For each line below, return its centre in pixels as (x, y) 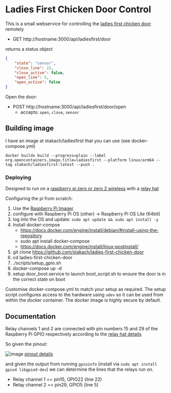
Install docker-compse (36, 225)
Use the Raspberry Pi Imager (43, 208)
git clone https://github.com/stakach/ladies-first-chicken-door (78, 252)
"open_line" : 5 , (32, 77)
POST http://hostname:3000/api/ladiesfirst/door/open (69, 107)
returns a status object (29, 49)
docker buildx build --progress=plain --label (56, 155)
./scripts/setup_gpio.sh (37, 263)
